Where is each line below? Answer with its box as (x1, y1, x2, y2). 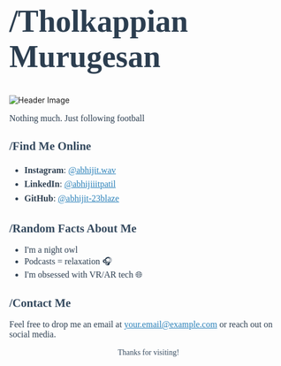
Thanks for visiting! (118, 348, 179, 357)
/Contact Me (9, 295, 72, 310)
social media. (9, 329, 57, 339)
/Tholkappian (9, 4, 188, 39)
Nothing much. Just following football (9, 112, 145, 123)
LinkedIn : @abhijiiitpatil (24, 179, 117, 189)
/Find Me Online (9, 139, 92, 154)
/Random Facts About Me (9, 221, 137, 235)
